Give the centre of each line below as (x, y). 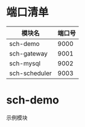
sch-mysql (25, 63)
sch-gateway (29, 53)
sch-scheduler (31, 73)
